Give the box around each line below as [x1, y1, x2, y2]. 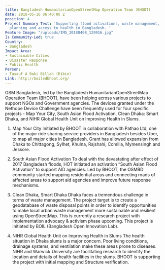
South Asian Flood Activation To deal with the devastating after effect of [12, 156, 159, 162]
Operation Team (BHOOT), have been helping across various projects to [5, 95, 151, 101]
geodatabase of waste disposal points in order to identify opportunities [12, 202, 157, 208]
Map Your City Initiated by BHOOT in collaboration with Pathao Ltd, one [12, 125, 157, 131]
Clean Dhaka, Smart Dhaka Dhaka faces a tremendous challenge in [12, 192, 149, 197]
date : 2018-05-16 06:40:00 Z [5, 12, 65, 17]
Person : [5, 67, 21, 72]
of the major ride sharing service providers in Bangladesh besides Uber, [12, 130, 159, 136]
